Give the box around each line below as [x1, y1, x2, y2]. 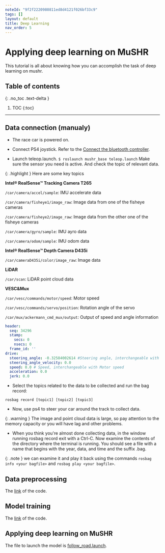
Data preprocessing [5, 475, 67, 483]
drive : [5, 351, 19, 356]
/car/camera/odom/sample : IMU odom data [5, 238, 89, 244]
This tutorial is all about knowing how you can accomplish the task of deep [5, 63, 156, 69]
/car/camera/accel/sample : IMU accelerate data [5, 190, 102, 195]
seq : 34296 [9, 328, 32, 333]
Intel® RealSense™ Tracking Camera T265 [5, 180, 92, 186]
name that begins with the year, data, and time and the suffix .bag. [12, 446, 146, 452]
